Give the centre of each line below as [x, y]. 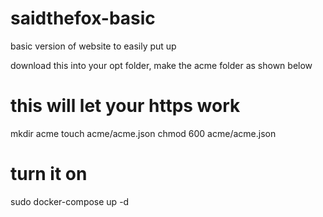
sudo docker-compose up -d [70, 201]
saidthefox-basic [83, 18]
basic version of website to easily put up [93, 46]
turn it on [49, 174]
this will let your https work [125, 106]
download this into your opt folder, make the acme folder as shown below [161, 65]
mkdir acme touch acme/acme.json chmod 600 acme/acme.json [143, 133]
